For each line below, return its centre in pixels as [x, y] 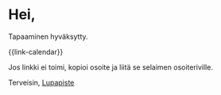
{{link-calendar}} [36, 51]
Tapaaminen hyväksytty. [48, 36]
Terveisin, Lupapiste [41, 82]
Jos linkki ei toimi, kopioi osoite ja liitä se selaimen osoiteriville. [111, 67]
